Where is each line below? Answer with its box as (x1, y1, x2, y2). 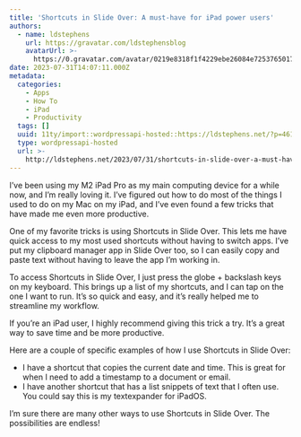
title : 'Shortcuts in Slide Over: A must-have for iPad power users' (9, 13, 275, 22)
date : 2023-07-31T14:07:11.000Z (9, 64, 130, 73)
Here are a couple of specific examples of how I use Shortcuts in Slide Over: (9, 345, 291, 355)
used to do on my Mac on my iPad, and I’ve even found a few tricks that (9, 198, 274, 209)
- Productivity (25, 113, 82, 122)
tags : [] (17, 122, 50, 131)
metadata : (9, 72, 47, 81)
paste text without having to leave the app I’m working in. (9, 254, 220, 265)
